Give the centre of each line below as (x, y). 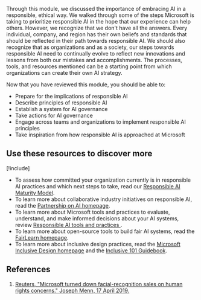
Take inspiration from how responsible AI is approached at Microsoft (100, 135)
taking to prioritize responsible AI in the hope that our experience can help (99, 21)
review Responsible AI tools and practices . (69, 225)
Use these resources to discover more (79, 154)
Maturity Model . (35, 193)
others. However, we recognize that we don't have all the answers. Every (97, 28)
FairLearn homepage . (42, 237)
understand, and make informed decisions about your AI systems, (97, 218)
